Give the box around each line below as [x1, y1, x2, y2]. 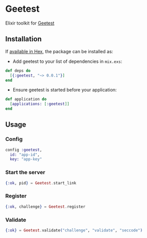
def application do [5, 97, 47, 102]
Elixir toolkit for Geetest [5, 20, 55, 26]
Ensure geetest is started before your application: [12, 87, 117, 93]
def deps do [5, 68, 31, 73]
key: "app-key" [10, 157, 42, 162]
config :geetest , [5, 147, 42, 152]
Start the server [5, 169, 45, 176]
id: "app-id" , [10, 152, 40, 157]
